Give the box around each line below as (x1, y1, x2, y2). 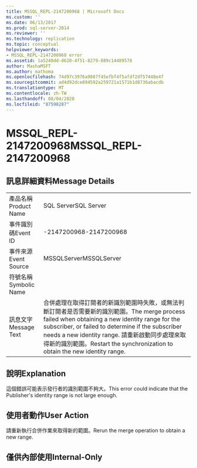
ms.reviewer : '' (6, 30, 46, 36)
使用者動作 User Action (6, 410, 89, 420)
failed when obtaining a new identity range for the (43, 315, 181, 323)
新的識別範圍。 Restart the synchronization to (49, 340, 174, 348)
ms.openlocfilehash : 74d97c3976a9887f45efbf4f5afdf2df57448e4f (6, 74, 164, 80)
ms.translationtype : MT (6, 85, 64, 91)
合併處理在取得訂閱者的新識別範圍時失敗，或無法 (43, 299, 179, 307)
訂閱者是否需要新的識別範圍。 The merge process (49, 307, 186, 316)
